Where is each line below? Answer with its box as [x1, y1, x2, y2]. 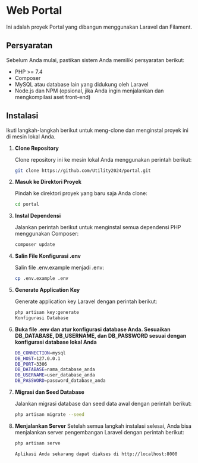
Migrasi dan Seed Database [14, 388, 84, 396]
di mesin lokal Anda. [6, 132, 56, 140]
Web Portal [6, 4, 62, 17]
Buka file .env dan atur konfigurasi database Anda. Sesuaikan [14, 326, 171, 333]
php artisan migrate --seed [14, 412, 84, 418]
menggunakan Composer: [14, 230, 79, 237]
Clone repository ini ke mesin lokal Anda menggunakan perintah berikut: [14, 156, 192, 163]
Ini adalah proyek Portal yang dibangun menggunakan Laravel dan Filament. [6, 23, 192, 30]
